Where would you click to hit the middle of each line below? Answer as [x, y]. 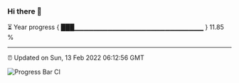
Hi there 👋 [25, 11]
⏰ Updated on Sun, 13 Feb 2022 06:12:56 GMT [76, 58]
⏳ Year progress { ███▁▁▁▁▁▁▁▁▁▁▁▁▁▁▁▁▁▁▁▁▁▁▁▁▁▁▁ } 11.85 [116, 27]
